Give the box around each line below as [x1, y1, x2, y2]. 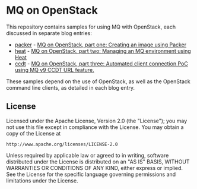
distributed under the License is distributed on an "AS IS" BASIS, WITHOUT [6, 158, 190, 165]
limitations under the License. [6, 177, 78, 184]
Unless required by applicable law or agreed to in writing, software [6, 152, 169, 159]
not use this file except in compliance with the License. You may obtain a [6, 123, 184, 131]
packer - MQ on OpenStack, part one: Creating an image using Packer [14, 41, 187, 48]
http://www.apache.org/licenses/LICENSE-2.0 [6, 141, 118, 147]
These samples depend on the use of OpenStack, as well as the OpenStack [6, 78, 191, 85]
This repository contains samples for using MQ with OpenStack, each [6, 23, 176, 30]
